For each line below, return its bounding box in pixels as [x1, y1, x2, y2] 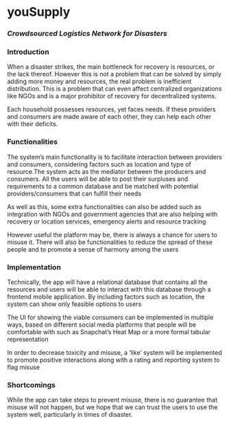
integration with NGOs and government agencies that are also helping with [7, 210, 218, 218]
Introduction [7, 47, 49, 57]
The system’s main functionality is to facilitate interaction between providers [7, 153, 223, 161]
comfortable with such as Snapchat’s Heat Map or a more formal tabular [7, 328, 211, 336]
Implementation [7, 262, 62, 272]
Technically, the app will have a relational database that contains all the [7, 278, 208, 286]
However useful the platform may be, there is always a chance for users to [7, 230, 217, 239]
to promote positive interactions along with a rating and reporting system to [7, 356, 220, 364]
